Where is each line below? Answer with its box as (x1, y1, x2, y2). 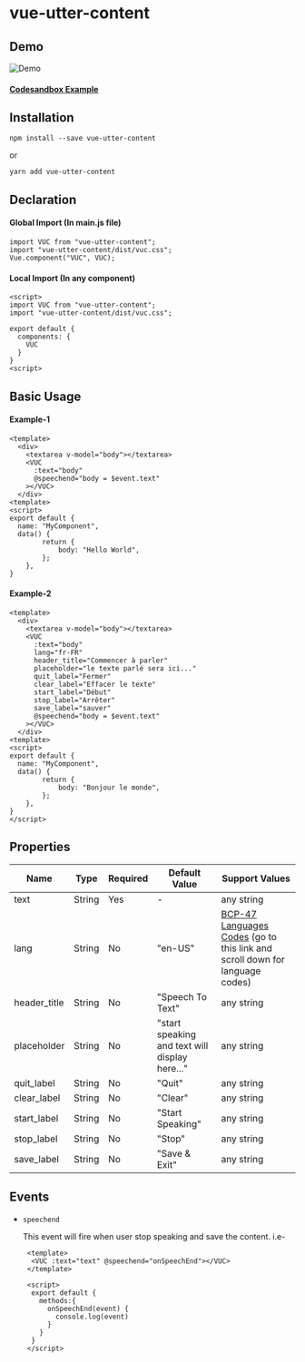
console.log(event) (55, 1312, 129, 1321)
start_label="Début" (33, 688, 112, 697)
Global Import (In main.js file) (9, 217, 122, 229)
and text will (157, 1039, 209, 1052)
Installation (9, 110, 74, 125)
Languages (221, 919, 270, 932)
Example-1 (9, 414, 51, 425)
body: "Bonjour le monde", (57, 783, 161, 792)
